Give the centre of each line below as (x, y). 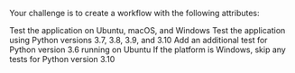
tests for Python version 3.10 (62, 59)
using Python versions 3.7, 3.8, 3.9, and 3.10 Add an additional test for (138, 40)
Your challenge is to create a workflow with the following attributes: (134, 13)
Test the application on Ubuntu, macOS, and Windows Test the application (147, 30)
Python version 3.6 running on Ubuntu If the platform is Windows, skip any (147, 50)
